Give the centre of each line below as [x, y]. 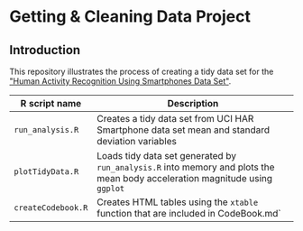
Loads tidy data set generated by [166, 156]
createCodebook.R [51, 208]
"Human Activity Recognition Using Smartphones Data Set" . [120, 81]
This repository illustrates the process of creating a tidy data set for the [142, 71]
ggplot [110, 188]
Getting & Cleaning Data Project [130, 17]
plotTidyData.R [46, 172]
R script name [51, 103]
